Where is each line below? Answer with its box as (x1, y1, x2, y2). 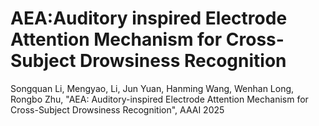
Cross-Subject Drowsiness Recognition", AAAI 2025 (10, 103, 225, 116)
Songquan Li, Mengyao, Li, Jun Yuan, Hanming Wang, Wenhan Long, (10, 82, 295, 94)
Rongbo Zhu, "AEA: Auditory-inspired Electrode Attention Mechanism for (10, 93, 309, 105)
